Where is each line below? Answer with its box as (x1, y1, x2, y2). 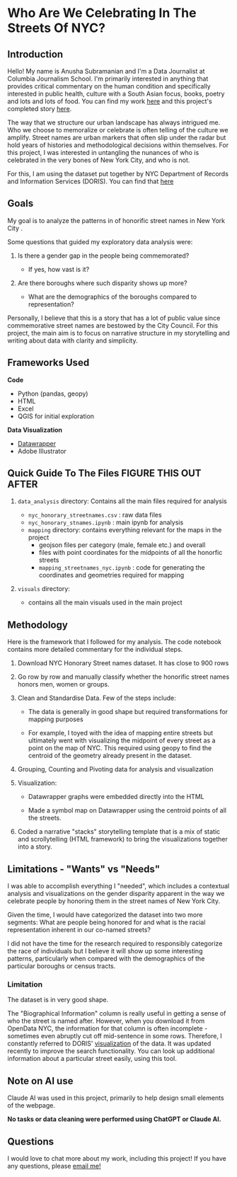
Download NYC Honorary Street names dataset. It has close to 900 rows (17, 659, 229, 667)
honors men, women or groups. (17, 680, 110, 689)
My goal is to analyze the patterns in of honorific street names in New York (7, 216, 226, 224)
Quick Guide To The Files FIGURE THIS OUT (7, 467, 202, 479)
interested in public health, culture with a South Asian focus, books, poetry (7, 90, 225, 98)
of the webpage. (7, 1101, 55, 1110)
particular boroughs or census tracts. (7, 962, 116, 970)
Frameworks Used (7, 357, 90, 369)
